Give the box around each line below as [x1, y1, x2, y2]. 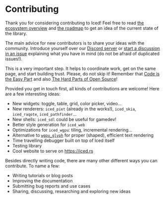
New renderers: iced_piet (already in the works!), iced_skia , [12, 106, 136, 112]
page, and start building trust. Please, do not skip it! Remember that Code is [5, 70, 160, 76]
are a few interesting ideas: [5, 91, 61, 97]
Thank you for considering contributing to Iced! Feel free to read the [5, 20, 144, 26]
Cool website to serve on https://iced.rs [12, 148, 93, 154]
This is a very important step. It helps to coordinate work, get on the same [5, 66, 156, 71]
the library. [5, 30, 27, 36]
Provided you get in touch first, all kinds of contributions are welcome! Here [5, 85, 160, 91]
